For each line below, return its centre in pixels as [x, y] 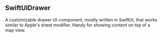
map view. [15, 30]
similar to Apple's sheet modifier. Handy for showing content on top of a [78, 25]
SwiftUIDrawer [28, 8]
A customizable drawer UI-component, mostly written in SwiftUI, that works [81, 19]
